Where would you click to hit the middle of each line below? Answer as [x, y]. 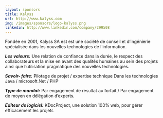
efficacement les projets [29, 111]
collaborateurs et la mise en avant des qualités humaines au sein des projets [81, 61]
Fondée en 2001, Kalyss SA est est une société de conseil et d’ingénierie [78, 41]
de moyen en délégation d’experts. [40, 96]
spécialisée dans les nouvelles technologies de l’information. [66, 47]
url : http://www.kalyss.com [34, 19]
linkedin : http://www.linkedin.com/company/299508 [57, 28]
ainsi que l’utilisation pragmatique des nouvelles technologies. [67, 67]
